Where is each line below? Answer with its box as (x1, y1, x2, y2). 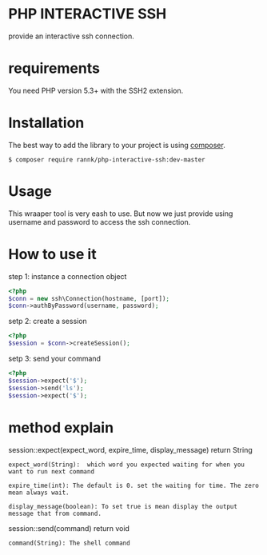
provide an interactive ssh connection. (8, 31, 134, 41)
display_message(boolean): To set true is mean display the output (8, 502, 238, 510)
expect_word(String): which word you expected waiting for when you (8, 461, 245, 469)
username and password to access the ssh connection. (8, 217, 191, 226)
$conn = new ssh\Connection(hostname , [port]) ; (8, 294, 170, 302)
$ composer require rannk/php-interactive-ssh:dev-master (8, 155, 205, 164)
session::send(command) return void (8, 523, 130, 533)
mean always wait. (8, 489, 70, 497)
